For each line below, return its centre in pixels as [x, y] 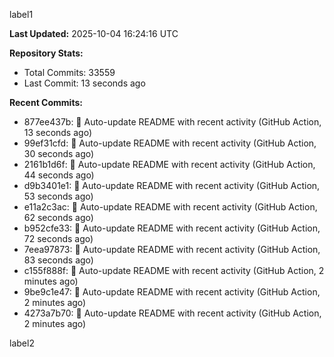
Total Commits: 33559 [69, 72]
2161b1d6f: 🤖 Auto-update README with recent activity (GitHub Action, [169, 164]
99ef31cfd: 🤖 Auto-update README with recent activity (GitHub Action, [170, 143]
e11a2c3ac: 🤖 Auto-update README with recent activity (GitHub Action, [170, 207]
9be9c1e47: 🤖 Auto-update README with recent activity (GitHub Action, [172, 292]
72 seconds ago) [58, 238]
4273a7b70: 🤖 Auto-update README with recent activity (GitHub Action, [172, 313]
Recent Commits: [46, 102]
